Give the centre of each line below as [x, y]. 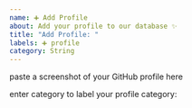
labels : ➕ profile [44, 43]
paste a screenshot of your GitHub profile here [96, 76]
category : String [42, 51]
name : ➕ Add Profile [48, 18]
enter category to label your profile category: [93, 94]
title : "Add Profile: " [54, 34]
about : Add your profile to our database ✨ [94, 26]
